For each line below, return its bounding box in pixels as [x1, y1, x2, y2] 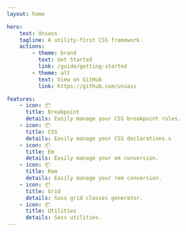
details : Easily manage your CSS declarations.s [25, 135, 172, 142]
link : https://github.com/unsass [37, 82, 137, 89]
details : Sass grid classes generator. [25, 194, 143, 201]
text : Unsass [19, 30, 58, 37]
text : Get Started [37, 56, 93, 64]
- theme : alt [32, 69, 71, 77]
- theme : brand [32, 50, 77, 57]
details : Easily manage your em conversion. [25, 155, 159, 162]
